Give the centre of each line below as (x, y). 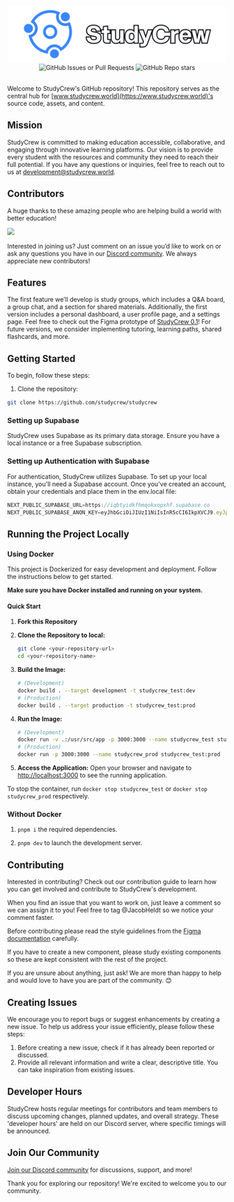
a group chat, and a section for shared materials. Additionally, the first (107, 307)
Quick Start (24, 606)
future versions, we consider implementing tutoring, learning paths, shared (115, 329)
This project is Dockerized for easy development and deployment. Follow (112, 569)
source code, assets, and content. (56, 103)
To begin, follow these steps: (49, 376)
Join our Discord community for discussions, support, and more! (100, 1170)
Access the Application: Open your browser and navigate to (104, 768)
